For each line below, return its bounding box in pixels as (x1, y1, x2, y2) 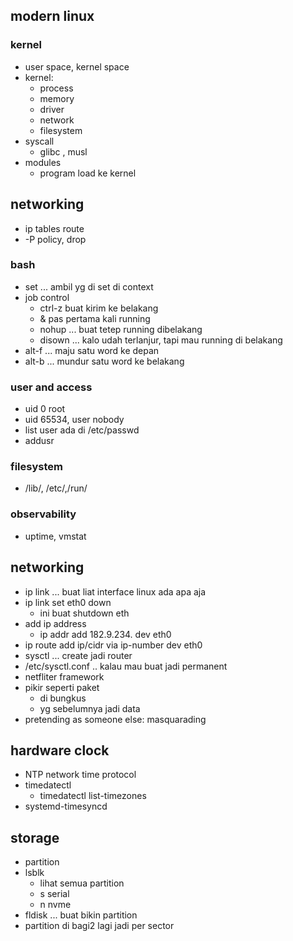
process (39, 82, 74, 94)
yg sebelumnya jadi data (39, 702, 141, 714)
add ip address (24, 617, 87, 629)
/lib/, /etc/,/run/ (24, 482, 88, 494)
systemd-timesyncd (24, 800, 108, 813)
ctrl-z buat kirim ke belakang (39, 302, 159, 314)
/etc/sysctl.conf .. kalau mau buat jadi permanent (24, 660, 228, 672)
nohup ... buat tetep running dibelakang (39, 323, 203, 335)
